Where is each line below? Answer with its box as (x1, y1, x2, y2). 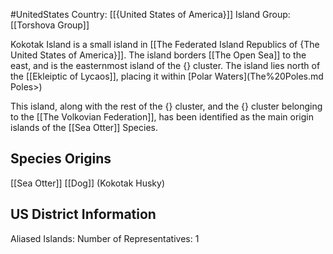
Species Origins (10, 150, 112, 168)
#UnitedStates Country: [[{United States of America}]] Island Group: (10, 9, 291, 20)
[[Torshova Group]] (10, 19, 90, 31)
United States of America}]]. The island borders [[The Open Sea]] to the (10, 49, 307, 61)
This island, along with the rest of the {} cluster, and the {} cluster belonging (10, 100, 323, 112)
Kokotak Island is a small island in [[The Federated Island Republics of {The (10, 39, 320, 50)
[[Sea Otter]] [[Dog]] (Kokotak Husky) (10, 177, 166, 189)
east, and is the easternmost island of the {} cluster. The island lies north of (10, 60, 321, 71)
